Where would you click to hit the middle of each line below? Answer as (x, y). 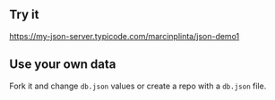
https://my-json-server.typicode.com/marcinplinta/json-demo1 (125, 36)
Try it (24, 15)
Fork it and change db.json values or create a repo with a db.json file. (138, 86)
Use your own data (63, 65)
